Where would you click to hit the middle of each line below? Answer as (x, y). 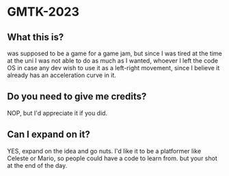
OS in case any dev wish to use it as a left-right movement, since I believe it (113, 68)
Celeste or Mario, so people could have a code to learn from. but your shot (112, 158)
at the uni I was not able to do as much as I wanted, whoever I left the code (113, 61)
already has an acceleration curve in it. (62, 75)
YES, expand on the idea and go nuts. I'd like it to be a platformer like (104, 151)
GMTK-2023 (43, 12)
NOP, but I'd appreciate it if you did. (57, 113)
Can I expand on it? (49, 135)
